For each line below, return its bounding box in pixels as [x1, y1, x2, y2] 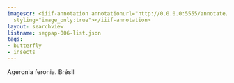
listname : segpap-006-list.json [7, 29, 101, 37]
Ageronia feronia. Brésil [7, 67, 75, 76]
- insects [7, 49, 36, 56]
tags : [7, 36, 23, 43]
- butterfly [7, 42, 42, 49]
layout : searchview [7, 23, 64, 30]
